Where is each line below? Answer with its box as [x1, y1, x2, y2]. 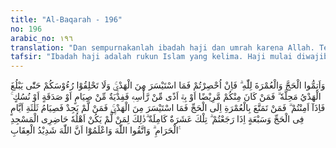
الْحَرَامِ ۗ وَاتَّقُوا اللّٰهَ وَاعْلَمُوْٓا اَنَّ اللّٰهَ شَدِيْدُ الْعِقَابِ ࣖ [10, 124, 182, 136]
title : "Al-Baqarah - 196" [10, 14, 123, 25]
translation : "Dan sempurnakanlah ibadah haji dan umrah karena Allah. [10, 42, 315, 53]
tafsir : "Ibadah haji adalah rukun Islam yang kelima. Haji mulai [10, 52, 293, 62]
